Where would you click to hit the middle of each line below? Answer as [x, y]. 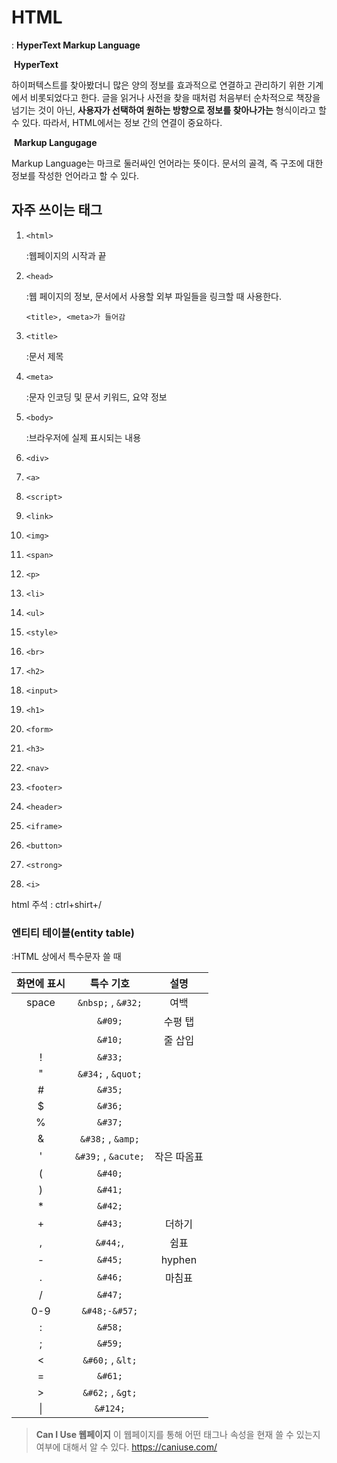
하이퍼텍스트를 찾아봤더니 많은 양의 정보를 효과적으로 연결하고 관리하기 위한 [158, 85]
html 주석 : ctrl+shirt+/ [57, 904]
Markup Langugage [55, 142]
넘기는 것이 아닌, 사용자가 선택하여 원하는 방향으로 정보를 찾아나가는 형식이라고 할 [169, 110]
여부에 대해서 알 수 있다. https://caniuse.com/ [126, 1447]
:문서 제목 [44, 356]
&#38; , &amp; [110, 1139]
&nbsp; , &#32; [110, 1003]
